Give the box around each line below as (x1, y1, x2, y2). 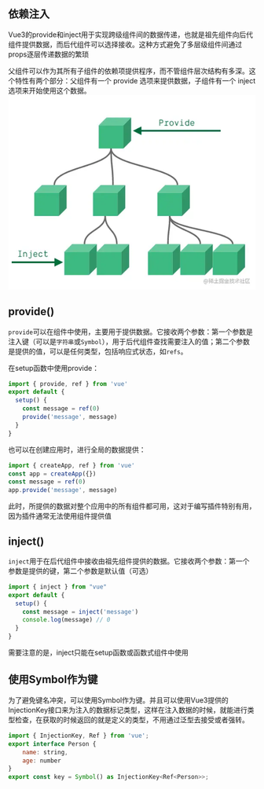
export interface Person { (8, 739, 97, 748)
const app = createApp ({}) (8, 470, 97, 478)
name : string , (22, 748, 68, 756)
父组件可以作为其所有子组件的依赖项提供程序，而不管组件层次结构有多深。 (8, 66, 249, 75)
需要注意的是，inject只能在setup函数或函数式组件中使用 (8, 648, 189, 658)
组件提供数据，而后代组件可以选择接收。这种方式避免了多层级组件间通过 (8, 39, 242, 49)
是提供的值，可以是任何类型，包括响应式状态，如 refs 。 (8, 347, 188, 356)
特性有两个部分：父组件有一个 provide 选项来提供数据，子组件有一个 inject (14, 75, 256, 85)
